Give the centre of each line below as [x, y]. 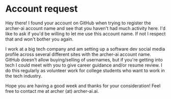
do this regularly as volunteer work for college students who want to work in [85, 70]
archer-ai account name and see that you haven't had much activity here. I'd [85, 28]
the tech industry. [24, 76]
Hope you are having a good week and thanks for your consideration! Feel [83, 86]
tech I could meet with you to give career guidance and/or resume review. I [84, 65]
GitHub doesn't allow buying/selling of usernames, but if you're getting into [84, 59]
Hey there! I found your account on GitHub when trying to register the [78, 23]
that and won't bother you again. [39, 39]
